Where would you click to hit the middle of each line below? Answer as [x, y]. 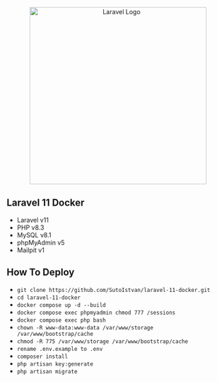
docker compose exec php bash [61, 320]
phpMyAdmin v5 [41, 242]
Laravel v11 [33, 220]
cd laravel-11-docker [48, 298]
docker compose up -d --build [61, 305]
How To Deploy [41, 273]
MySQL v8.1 [34, 235]
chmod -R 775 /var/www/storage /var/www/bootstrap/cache [102, 341]
